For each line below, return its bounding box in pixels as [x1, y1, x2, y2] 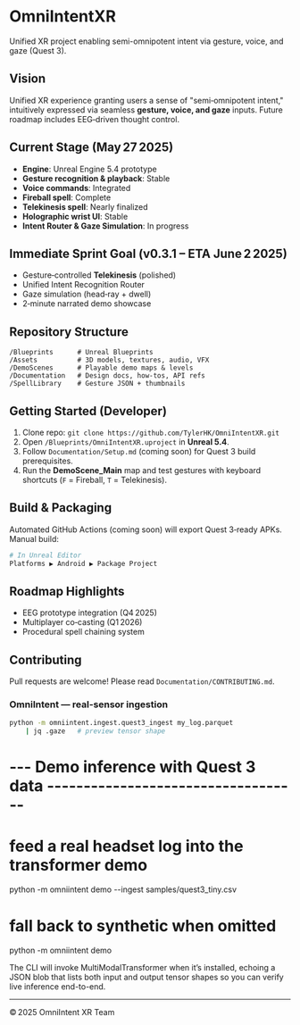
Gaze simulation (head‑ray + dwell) [21, 288, 152, 300]
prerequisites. [21, 455, 73, 466]
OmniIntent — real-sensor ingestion [9, 698, 168, 711]
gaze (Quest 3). [9, 45, 67, 55]
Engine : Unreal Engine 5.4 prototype [21, 163, 158, 174]
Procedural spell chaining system [21, 627, 145, 637]
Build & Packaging [9, 500, 112, 515]
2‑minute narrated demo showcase [21, 298, 152, 309]
